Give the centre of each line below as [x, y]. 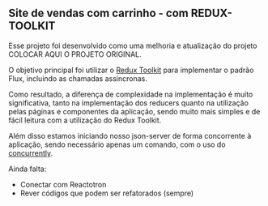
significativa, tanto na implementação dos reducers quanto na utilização [129, 103]
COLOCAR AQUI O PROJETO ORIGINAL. [75, 54]
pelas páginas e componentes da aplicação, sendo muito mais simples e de [134, 111]
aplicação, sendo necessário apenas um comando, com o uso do [117, 144]
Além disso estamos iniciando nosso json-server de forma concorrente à [130, 135]
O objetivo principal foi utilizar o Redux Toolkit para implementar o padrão [131, 70]
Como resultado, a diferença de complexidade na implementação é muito [131, 94]
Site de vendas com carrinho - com [98, 13]
